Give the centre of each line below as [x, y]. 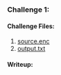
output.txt [31, 49]
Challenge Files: [31, 26]
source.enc [33, 41]
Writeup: [20, 64]
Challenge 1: [28, 10]
